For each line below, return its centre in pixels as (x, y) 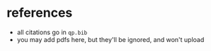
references (40, 13)
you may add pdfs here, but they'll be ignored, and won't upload (110, 39)
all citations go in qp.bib (52, 32)
